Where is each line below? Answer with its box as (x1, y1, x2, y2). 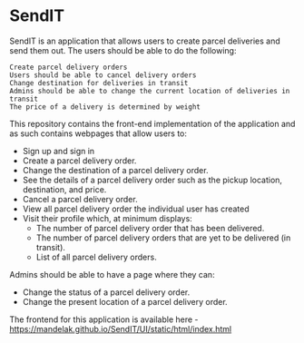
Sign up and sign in (22, 145, 95, 156)
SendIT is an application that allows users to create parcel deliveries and (9, 35, 280, 46)
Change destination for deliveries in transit (9, 78, 189, 87)
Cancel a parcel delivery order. (22, 193, 138, 204)
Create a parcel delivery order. (22, 155, 137, 166)
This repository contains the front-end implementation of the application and (9, 118, 296, 129)
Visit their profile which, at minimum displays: (22, 212, 192, 223)
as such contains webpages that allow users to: (9, 128, 188, 139)
